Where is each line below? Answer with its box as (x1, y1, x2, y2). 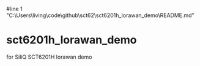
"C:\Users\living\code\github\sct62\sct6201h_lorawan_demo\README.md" (6, 12, 194, 19)
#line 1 (6, 5, 23, 12)
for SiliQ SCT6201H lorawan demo (6, 53, 92, 61)
